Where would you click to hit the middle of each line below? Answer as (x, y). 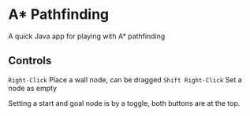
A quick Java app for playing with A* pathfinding (87, 36)
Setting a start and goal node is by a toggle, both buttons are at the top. (124, 103)
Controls (30, 61)
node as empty (33, 88)
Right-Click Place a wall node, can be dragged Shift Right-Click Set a (125, 79)
